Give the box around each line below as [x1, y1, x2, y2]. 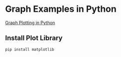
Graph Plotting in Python [5, 20, 56, 26]
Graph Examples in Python [5, 3, 117, 15]
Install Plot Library [5, 34, 63, 42]
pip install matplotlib [5, 47, 55, 52]
